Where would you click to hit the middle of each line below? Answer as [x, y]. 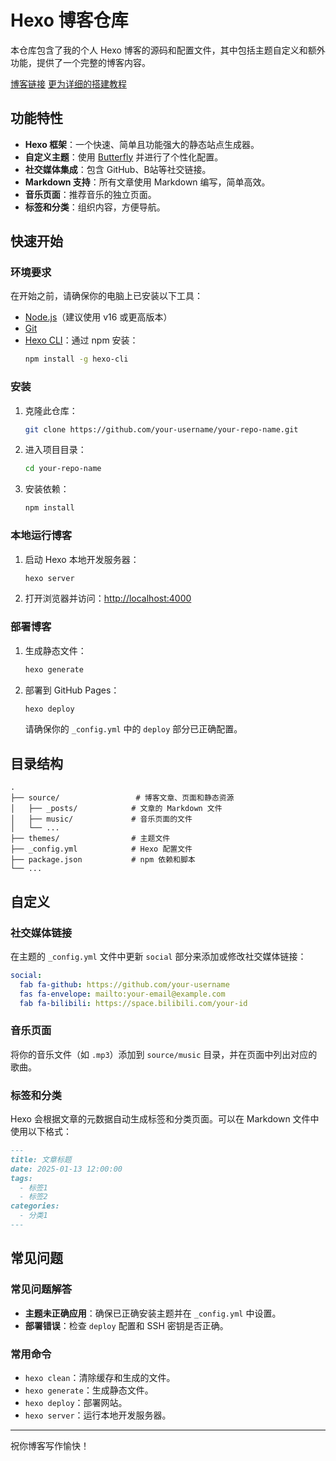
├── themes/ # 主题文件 [90, 839]
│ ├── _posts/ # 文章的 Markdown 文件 [116, 809]
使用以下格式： [41, 1132]
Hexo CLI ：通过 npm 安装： [81, 340]
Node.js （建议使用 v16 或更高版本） [98, 317]
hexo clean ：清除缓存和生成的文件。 [100, 1377]
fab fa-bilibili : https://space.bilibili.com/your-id [133, 1003]
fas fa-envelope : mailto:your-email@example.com [122, 994]
